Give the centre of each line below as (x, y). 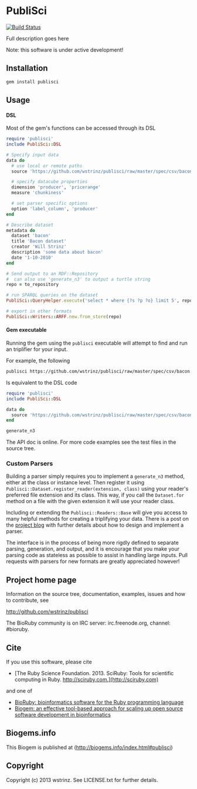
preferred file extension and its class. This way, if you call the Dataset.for (95, 495)
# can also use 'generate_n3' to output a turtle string (78, 279)
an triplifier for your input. (37, 349)
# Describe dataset (30, 225)
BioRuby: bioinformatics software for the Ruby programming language (99, 702)
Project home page (41, 580)
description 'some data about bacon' (57, 252)
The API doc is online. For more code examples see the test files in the (91, 442)
